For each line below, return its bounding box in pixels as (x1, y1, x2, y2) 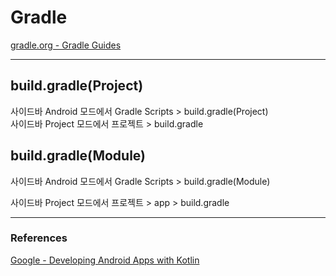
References (10, 231, 68, 245)
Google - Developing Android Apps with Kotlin (10, 254, 200, 266)
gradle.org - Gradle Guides (10, 39, 122, 51)
